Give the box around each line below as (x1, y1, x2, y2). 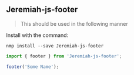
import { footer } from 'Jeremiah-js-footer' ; (6, 53, 122, 59)
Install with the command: (6, 32, 69, 39)
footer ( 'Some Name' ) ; (6, 64, 59, 70)
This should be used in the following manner (20, 20, 128, 27)
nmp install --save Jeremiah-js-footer (6, 43, 104, 49)
